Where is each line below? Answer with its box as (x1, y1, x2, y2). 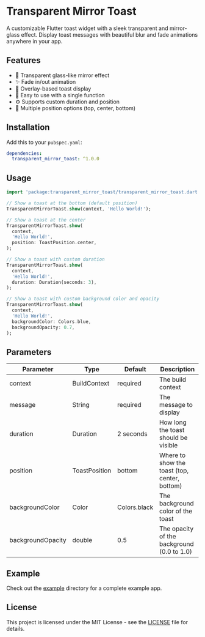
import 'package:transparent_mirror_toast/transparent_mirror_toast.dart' (6, 189, 201, 195)
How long (159, 418, 187, 427)
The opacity (159, 524, 194, 533)
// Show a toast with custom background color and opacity (6, 296, 160, 302)
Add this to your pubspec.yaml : (6, 138, 82, 146)
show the (159, 459, 186, 468)
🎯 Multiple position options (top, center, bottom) (15, 104, 136, 111)
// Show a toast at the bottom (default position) (6, 200, 138, 206)
